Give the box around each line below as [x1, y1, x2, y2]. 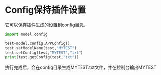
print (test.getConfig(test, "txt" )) [5, 55, 79, 60]
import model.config [5, 32, 48, 37]
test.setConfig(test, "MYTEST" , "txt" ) [5, 50, 83, 55]
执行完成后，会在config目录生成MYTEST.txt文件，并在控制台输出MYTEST [5, 64, 157, 70]
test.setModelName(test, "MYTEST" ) [5, 45, 77, 50]
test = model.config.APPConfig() [5, 41, 70, 46]
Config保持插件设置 [5, 4, 86, 16]
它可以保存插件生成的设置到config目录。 [5, 22, 88, 28]
